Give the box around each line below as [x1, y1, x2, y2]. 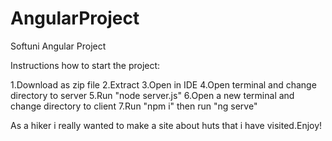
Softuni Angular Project [10, 40, 107, 52]
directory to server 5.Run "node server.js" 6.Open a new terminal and [10, 89, 295, 101]
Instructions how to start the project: [10, 59, 161, 71]
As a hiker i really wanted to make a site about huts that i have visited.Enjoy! [10, 119, 323, 131]
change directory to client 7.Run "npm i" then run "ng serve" [10, 100, 258, 112]
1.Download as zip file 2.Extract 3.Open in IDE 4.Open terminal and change [10, 78, 317, 91]
